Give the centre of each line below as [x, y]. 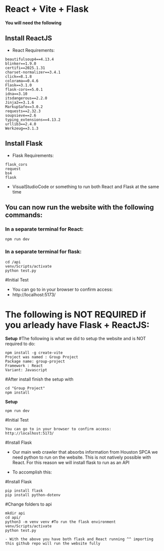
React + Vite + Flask [47, 9]
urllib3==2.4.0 [21, 124]
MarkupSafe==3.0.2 [24, 107]
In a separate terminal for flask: [43, 252]
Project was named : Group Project [42, 357]
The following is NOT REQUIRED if [76, 314]
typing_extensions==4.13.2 [33, 119]
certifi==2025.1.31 [25, 68]
